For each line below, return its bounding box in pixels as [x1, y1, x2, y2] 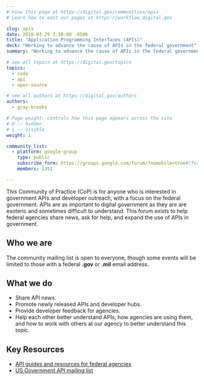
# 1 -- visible [6, 126, 45, 133]
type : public [17, 155, 50, 161]
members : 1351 [17, 166, 53, 172]
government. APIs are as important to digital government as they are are [6, 200, 187, 208]
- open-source [12, 82, 47, 88]
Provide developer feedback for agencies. [15, 307, 120, 314]
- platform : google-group [12, 149, 78, 155]
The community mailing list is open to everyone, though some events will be [6, 254, 196, 261]
